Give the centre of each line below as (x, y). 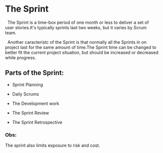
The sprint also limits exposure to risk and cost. (53, 145)
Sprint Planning (27, 85)
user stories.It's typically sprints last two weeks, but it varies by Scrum (76, 27)
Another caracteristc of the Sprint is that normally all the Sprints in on (77, 42)
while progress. (21, 57)
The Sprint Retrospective (37, 122)
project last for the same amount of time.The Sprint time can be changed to (81, 47)
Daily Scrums (25, 94)
